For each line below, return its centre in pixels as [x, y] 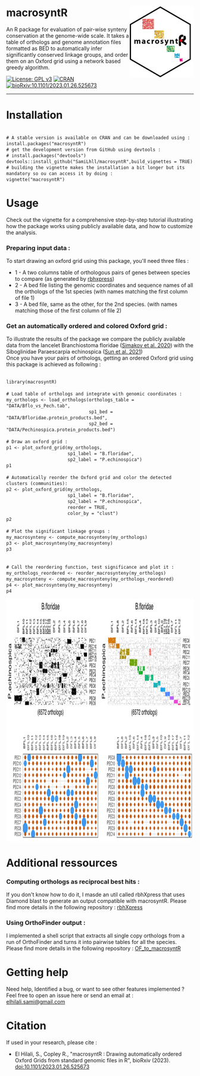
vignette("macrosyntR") [36, 179]
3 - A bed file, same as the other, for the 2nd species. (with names [96, 304]
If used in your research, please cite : [51, 1043]
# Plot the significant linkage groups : [58, 532]
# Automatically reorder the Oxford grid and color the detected [89, 478]
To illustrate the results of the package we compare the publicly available [96, 339]
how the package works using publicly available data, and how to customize [100, 226]
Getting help [37, 972]
